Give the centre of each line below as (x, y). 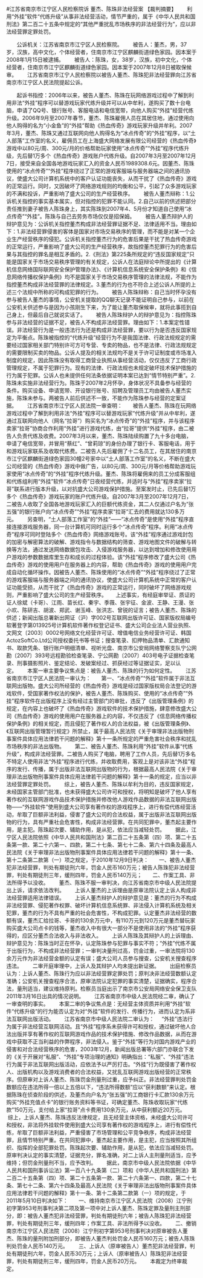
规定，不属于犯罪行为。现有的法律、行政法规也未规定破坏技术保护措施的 (107, 368)
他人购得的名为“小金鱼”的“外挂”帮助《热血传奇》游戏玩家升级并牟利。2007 (99, 125)
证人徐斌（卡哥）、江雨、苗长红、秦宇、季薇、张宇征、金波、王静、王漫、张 (100, 602)
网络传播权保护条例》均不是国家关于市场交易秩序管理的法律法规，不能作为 (104, 277)
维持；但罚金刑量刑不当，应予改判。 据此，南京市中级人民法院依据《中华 (101, 1163)
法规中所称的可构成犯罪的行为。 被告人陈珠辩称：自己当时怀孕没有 (109, 292)
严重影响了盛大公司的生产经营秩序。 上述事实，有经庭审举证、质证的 (106, 595)
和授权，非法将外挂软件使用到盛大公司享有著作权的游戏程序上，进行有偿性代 (101, 1125)
